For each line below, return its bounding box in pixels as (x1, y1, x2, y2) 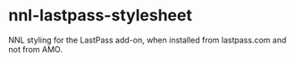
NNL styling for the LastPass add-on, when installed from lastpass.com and (8, 35, 287, 45)
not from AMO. (8, 43, 63, 54)
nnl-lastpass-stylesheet (8, 5, 193, 26)
